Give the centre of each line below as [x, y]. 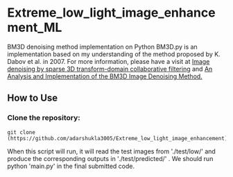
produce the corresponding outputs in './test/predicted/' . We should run [110, 158]
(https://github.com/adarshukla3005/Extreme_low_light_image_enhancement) [118, 138]
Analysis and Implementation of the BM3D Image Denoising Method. [105, 76]
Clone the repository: [44, 118]
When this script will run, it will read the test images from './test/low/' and [112, 151]
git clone [21, 132]
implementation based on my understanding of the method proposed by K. [114, 54]
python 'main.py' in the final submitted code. [71, 166]
